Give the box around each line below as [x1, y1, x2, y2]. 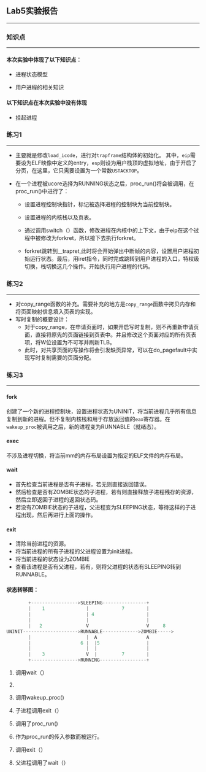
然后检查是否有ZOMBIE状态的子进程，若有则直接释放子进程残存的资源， [15, 488, 197, 496]
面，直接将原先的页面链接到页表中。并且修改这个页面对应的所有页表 [24, 331, 197, 339]
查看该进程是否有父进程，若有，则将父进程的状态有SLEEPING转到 [15, 563, 181, 571]
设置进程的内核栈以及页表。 [24, 214, 95, 221]
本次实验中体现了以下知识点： [6, 56, 82, 63]
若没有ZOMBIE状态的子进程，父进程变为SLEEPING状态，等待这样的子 [15, 504, 191, 511]
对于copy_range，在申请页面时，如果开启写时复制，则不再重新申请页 [24, 323, 199, 331]
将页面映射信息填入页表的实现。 [15, 308, 96, 315]
